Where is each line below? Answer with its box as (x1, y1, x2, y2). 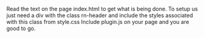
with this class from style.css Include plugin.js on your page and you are (6, 18, 189, 25)
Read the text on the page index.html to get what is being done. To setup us (6, 6, 198, 12)
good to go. (6, 25, 36, 32)
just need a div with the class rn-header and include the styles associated (6, 12, 194, 19)
